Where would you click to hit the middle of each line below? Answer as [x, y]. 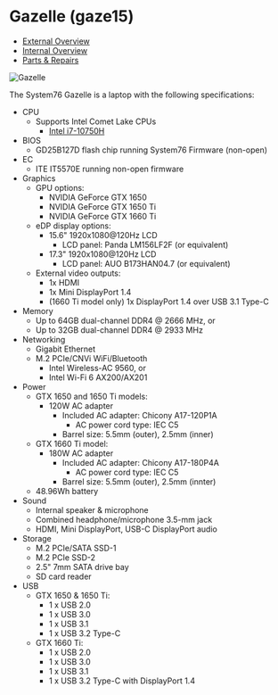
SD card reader [63, 576]
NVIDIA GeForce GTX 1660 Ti [102, 216]
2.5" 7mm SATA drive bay [82, 567]
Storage [37, 538]
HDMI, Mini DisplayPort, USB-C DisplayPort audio [127, 529]
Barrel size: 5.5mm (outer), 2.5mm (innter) [139, 481]
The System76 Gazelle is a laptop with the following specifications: [132, 95]
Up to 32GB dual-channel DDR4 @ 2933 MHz [119, 330]
